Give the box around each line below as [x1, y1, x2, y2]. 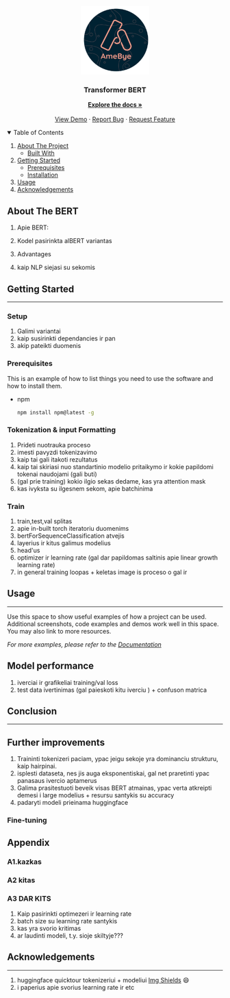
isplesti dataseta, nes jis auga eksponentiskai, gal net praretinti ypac [16, 769, 210, 777]
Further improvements [7, 736, 105, 748]
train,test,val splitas [16, 516, 73, 525]
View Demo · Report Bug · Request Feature [54, 115, 176, 123]
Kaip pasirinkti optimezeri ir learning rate [16, 910, 132, 918]
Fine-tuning [7, 816, 47, 825]
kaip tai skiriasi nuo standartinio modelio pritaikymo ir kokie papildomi [16, 462, 214, 471]
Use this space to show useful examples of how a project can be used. [7, 612, 207, 621]
